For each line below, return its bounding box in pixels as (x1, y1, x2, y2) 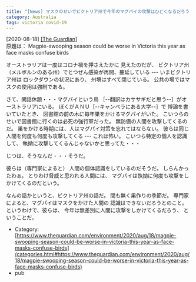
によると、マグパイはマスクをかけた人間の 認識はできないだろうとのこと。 (6, 199, 187, 206)
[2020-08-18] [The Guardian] (6, 36, 78, 43)
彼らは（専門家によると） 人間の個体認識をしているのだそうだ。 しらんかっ (6, 165, 190, 172)
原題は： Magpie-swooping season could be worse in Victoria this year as (6, 42, 185, 50)
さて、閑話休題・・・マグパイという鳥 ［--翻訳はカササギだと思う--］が (6, 96, 182, 103)
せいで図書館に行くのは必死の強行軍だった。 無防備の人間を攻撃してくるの (6, 118, 188, 125)
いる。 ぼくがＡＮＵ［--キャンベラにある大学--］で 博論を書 (42, 103, 188, 110)
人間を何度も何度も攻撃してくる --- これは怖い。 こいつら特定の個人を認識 (6, 133, 188, 140)
